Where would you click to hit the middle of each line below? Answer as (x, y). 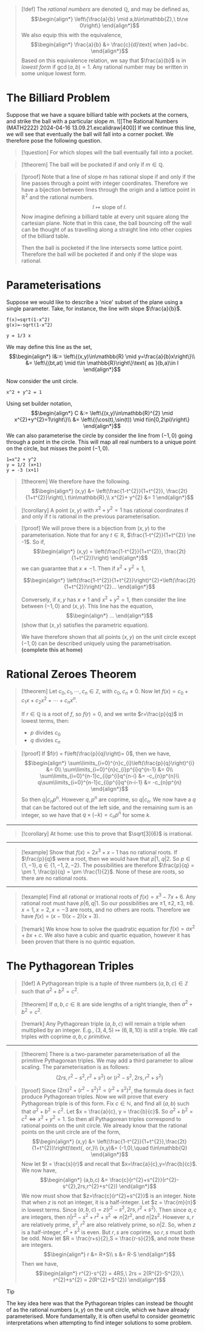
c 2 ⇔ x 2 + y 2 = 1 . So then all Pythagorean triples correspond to (101, 1118)
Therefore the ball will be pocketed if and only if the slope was (99, 254)
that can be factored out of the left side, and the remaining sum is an (107, 807)
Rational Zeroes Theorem (71, 674)
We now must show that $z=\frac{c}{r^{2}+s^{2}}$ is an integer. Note (108, 1196)
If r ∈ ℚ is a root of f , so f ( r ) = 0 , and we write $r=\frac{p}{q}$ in (102, 714)
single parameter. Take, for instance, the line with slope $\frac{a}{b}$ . (94, 308)
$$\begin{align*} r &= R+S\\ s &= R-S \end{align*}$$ (110, 1254)
